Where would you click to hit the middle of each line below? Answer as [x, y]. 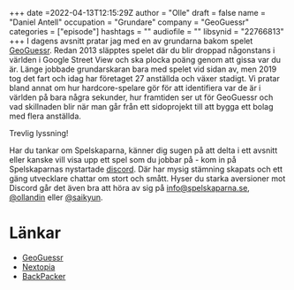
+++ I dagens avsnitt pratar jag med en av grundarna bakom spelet [131, 41]
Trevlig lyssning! [39, 133]
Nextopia [38, 267]
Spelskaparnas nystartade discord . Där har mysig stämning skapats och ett [146, 169]
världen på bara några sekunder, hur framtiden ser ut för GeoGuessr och [141, 97]
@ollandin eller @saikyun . [56, 197]
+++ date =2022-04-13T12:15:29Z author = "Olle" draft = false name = [138, 13]
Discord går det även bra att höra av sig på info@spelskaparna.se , [129, 188]
